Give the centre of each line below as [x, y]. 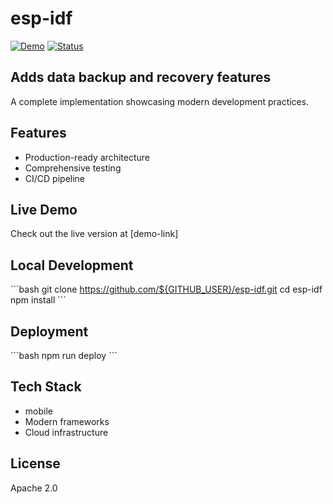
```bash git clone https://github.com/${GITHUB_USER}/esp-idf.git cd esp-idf [166, 289]
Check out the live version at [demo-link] [94, 234]
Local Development [72, 265]
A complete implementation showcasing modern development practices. [160, 101]
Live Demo [44, 209]
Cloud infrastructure [66, 432]
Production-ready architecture [87, 157]
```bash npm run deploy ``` [64, 355]
